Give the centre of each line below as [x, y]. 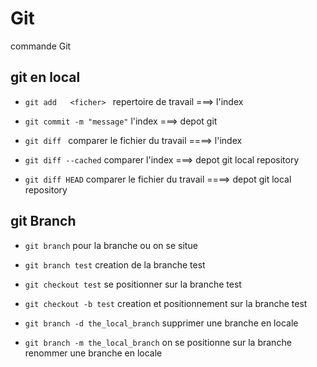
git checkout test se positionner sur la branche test [133, 284]
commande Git [41, 46]
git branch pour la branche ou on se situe [111, 245]
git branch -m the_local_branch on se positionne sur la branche [158, 342]
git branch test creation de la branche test [115, 264]
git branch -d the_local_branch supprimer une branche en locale [161, 323]
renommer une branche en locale [93, 353]
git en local [45, 77]
